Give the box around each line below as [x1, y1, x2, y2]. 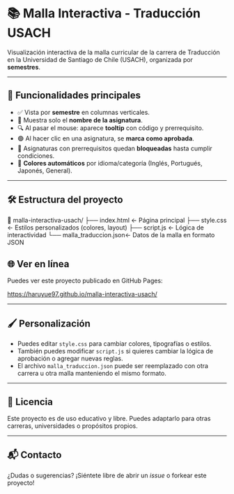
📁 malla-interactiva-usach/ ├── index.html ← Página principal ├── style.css [7, 216, 227, 224]
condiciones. [17, 151, 55, 160]
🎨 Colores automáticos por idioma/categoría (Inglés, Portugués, [17, 159, 203, 167]
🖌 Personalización [7, 317, 91, 329]
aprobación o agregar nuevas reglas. [17, 354, 123, 362]
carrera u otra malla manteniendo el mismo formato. [17, 369, 167, 378]
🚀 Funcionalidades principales [7, 90, 141, 102]
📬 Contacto [7, 449, 62, 461]
